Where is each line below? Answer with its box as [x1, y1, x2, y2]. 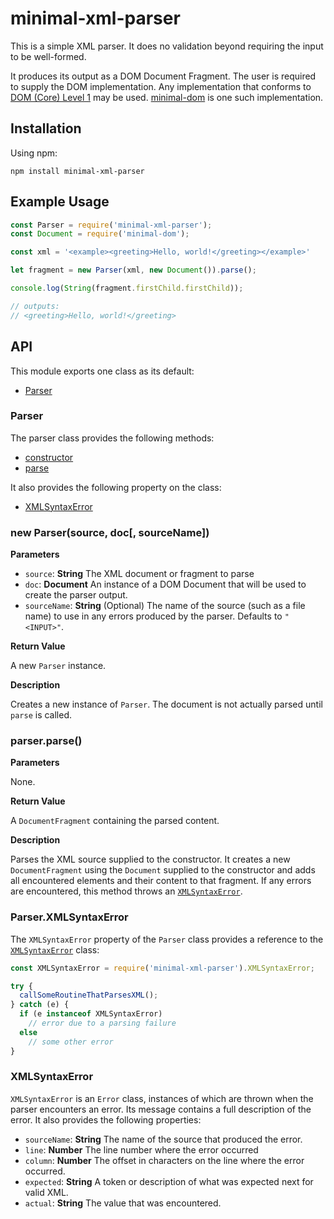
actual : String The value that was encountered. [24, 1197, 222, 1209]
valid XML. [24, 1186, 69, 1198]
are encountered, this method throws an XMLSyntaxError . [10, 885, 243, 897]
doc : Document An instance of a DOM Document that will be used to [24, 578, 307, 591]
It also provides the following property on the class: [10, 481, 222, 493]
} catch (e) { [10, 1000, 70, 1010]
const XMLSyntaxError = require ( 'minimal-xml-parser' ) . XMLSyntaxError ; [10, 963, 315, 973]
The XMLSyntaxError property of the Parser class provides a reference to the [10, 933, 324, 945]
